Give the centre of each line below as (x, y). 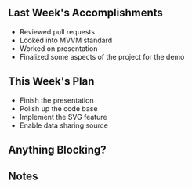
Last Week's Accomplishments (85, 13)
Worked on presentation (58, 48)
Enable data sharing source (63, 125)
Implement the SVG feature (63, 117)
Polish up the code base (58, 108)
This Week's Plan (51, 81)
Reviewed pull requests (57, 31)
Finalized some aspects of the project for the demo (102, 56)
